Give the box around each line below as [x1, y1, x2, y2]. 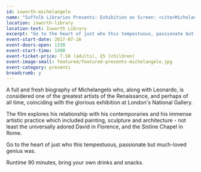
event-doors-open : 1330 [6, 42, 66, 48]
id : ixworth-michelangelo [6, 8, 71, 15]
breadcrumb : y [6, 70, 42, 76]
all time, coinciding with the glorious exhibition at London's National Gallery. [6, 99, 193, 106]
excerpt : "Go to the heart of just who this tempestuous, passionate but [6, 31, 194, 37]
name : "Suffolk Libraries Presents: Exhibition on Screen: [6, 14, 157, 20]
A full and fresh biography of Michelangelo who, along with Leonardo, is [6, 86, 184, 93]
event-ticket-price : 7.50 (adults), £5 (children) [6, 53, 135, 59]
